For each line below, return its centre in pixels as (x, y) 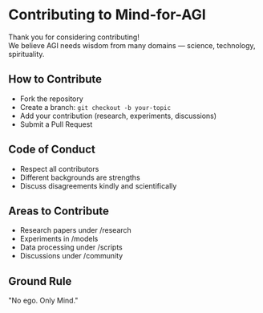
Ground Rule (40, 281)
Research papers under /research (76, 230)
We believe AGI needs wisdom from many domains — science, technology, (132, 45)
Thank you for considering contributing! (74, 37)
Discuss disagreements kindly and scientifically (98, 185)
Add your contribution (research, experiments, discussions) (118, 116)
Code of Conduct (52, 150)
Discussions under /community (71, 256)
